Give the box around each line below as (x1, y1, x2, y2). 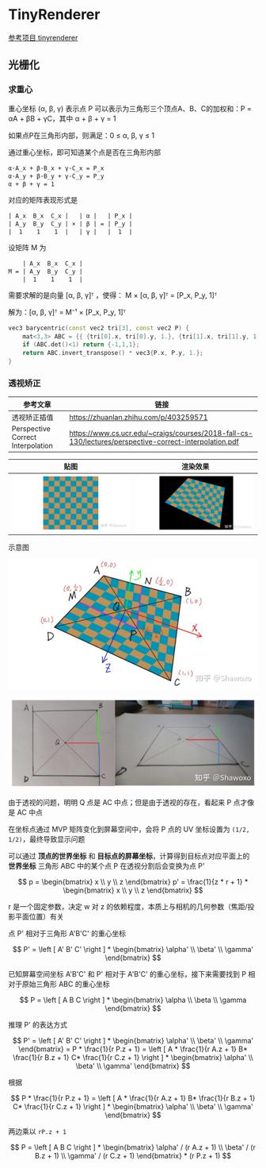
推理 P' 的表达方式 (8, 1020, 68, 1030)
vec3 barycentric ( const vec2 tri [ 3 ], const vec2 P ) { (8, 324, 190, 332)
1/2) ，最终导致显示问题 (8, 835, 85, 844)
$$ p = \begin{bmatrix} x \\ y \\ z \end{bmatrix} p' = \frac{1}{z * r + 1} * (17, 877, 249, 887)
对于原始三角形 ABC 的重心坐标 (8, 979, 110, 989)
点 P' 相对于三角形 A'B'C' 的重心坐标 (8, 929, 127, 939)
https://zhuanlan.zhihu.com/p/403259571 (69, 412, 208, 422)
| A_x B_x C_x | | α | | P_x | (8, 212, 133, 220)
